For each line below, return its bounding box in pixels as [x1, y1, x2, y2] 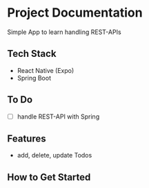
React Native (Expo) [17, 66, 74, 74]
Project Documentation [7, 5, 143, 21]
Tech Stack [7, 48, 57, 60]
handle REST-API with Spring [17, 112, 100, 121]
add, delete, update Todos [17, 151, 92, 160]
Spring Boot [17, 74, 52, 82]
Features [7, 133, 46, 145]
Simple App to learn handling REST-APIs [7, 28, 122, 36]
